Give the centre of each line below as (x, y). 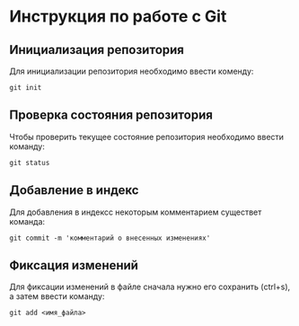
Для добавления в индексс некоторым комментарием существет (136, 212)
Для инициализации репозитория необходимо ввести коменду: (132, 71)
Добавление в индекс (74, 190)
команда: (27, 221)
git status (30, 163)
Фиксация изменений (74, 265)
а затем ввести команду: (57, 296)
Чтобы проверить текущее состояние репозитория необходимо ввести (147, 137)
